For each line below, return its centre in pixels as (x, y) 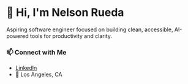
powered (17, 36)
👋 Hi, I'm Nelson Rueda (65, 13)
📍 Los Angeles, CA (39, 74)
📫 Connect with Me (36, 52)
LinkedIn (26, 68)
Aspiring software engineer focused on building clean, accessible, (90, 29)
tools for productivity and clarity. (71, 36)
